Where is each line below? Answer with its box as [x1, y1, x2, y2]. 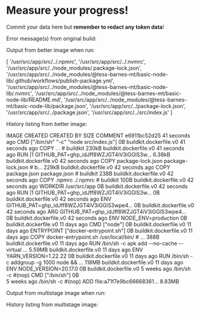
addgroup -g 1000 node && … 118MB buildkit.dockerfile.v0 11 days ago [10, 258, 184, 266]
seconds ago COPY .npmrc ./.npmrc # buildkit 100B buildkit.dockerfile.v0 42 [6, 176, 194, 183]
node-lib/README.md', [6, 96, 63, 103]
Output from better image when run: [6, 46, 96, 54]
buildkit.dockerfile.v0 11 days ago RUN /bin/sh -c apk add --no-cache [6, 239, 177, 247]
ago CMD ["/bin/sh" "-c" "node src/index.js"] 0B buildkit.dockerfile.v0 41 [6, 138, 186, 145]
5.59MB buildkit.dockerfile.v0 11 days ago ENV [29, 246, 143, 253]
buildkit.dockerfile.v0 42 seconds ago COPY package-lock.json [6, 157, 163, 164]
